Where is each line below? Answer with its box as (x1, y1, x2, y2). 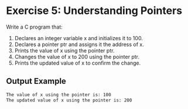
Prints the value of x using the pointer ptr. (14, 47, 115, 54)
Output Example (6, 76, 66, 86)
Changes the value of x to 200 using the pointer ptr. (14, 53, 139, 60)
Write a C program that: (6, 23, 63, 30)
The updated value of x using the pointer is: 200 (6, 97, 132, 103)
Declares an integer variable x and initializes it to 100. (14, 34, 143, 41)
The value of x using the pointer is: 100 (6, 92, 111, 97)
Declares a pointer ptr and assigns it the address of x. (14, 41, 145, 48)
